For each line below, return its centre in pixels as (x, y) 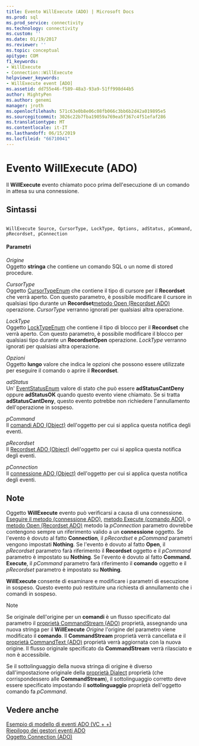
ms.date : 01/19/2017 (32, 39)
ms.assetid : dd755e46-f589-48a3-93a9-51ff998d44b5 (70, 89)
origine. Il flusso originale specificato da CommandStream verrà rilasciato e (99, 648)
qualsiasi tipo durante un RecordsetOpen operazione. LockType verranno (97, 340)
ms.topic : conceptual (33, 51)
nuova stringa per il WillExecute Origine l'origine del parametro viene (91, 629)
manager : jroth (25, 106)
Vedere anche (33, 710)
